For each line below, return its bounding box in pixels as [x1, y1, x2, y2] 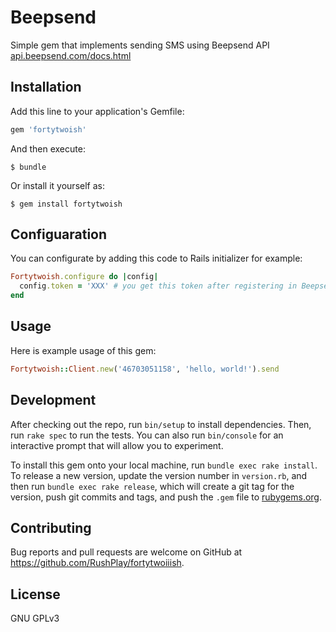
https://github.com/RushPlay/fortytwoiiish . [10, 557, 185, 569]
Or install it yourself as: [10, 179, 105, 191]
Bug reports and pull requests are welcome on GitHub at [10, 546, 243, 558]
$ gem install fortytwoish [10, 199, 123, 209]
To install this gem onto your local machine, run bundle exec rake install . [10, 459, 318, 471]
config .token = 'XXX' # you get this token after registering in [19, 281, 298, 291]
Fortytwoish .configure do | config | [10, 272, 159, 282]
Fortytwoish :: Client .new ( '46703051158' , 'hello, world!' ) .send [10, 364, 280, 374]
